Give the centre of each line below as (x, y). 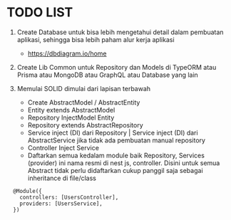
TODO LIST (40, 12)
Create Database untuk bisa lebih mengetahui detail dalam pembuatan (120, 32)
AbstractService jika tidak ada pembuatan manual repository (117, 140)
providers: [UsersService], (61, 204)
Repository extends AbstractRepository (85, 125)
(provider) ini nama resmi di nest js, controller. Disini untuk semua (124, 163)
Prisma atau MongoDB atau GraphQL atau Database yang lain (108, 75)
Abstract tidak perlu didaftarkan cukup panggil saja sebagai (115, 170)
